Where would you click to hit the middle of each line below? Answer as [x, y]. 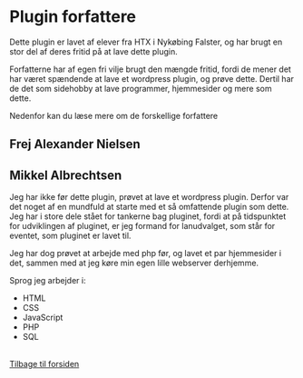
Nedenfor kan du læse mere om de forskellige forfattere [114, 115]
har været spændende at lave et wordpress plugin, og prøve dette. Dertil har [152, 78]
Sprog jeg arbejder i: [48, 281]
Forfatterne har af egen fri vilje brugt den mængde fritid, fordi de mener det [151, 69]
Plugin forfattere [73, 17]
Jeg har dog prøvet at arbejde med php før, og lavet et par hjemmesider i [146, 254]
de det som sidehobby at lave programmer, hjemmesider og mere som [141, 88]
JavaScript [43, 318]
